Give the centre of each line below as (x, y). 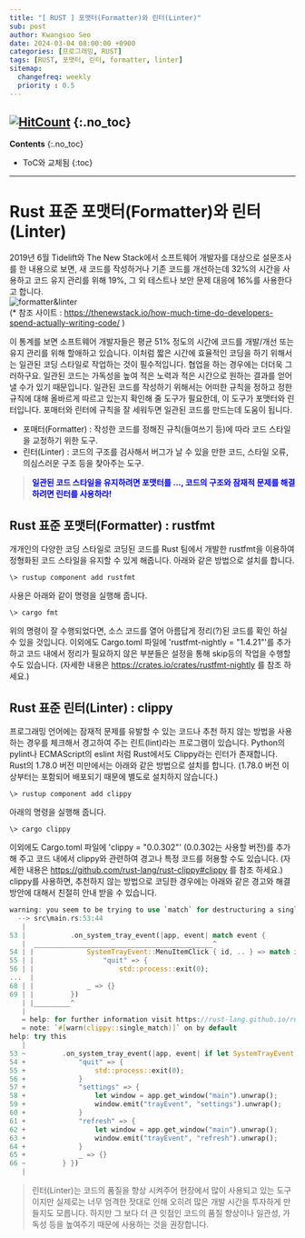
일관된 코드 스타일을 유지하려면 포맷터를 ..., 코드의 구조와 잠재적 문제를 (155, 483)
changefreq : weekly (54, 77)
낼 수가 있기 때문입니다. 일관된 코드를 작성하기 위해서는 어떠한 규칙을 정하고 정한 (151, 387)
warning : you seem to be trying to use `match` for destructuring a (142, 910)
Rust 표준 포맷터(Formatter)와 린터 (135, 211)
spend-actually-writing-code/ (65, 323)
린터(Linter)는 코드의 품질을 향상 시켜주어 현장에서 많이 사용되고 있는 (153, 1190)
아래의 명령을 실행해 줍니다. (58, 812)
